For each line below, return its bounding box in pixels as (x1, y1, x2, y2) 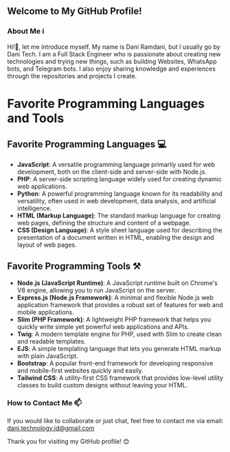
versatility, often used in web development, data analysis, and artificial (16, 196, 216, 205)
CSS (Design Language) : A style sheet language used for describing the (16, 226, 222, 234)
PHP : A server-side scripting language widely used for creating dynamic (16, 174, 222, 183)
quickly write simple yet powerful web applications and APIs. (16, 322, 189, 330)
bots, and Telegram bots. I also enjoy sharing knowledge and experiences (7, 65, 216, 73)
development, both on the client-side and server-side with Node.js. (16, 168, 207, 176)
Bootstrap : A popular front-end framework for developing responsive (16, 359, 214, 367)
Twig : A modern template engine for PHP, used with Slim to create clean (16, 330, 222, 338)
